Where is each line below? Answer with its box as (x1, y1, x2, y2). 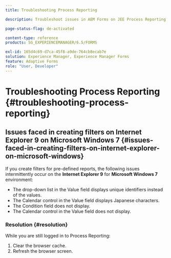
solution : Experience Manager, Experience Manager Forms (5, 54, 130, 59)
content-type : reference (5, 35, 58, 41)
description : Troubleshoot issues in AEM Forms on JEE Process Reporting (5, 16, 166, 22)
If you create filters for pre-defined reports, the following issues (5, 165, 140, 172)
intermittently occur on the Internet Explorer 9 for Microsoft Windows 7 (5, 171, 158, 177)
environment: (5, 176, 33, 183)
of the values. (12, 192, 42, 198)
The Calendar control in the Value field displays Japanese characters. (12, 197, 160, 203)
